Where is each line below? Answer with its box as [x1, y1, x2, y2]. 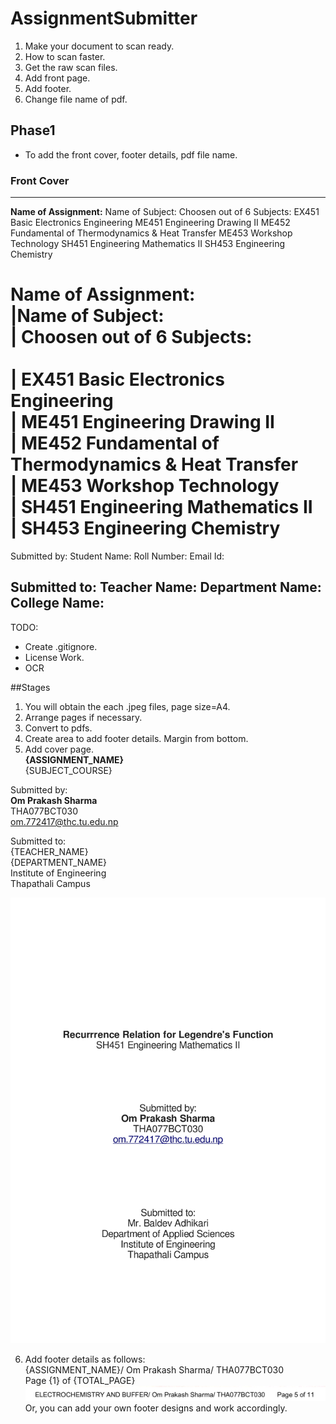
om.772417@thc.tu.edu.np [10, 815, 119, 827]
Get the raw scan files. [24, 61, 118, 73]
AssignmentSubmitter [10, 7, 198, 30]
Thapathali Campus [10, 877, 91, 889]
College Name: [10, 595, 105, 612]
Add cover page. [24, 743, 94, 755]
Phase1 [10, 122, 56, 139]
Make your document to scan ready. [24, 40, 175, 52]
